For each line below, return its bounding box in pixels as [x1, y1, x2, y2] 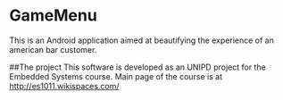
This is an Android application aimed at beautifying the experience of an [9, 35, 274, 46]
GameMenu [9, 5, 98, 26]
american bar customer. [9, 44, 97, 54]
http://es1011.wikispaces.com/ [9, 80, 120, 91]
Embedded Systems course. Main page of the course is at [9, 71, 223, 81]
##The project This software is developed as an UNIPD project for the [9, 62, 266, 72]
